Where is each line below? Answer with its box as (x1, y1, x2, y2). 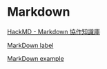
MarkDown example (7, 54, 64, 62)
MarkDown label (7, 41, 54, 49)
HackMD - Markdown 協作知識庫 (7, 27, 100, 36)
